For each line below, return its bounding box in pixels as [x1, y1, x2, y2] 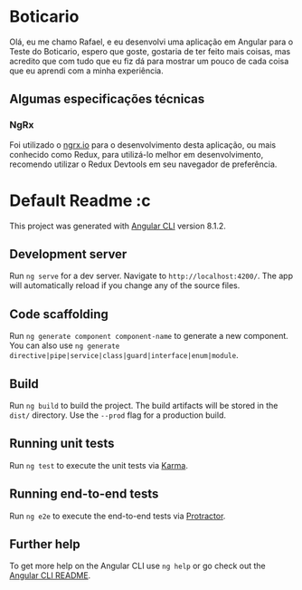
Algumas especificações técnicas [9, 92, 205, 107]
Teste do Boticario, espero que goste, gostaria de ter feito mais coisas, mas [9, 45, 291, 56]
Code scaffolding [9, 306, 109, 322]
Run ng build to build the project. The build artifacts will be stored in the [9, 401, 278, 411]
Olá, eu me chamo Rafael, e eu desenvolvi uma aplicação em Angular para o [9, 36, 294, 47]
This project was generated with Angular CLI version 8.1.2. [9, 220, 226, 231]
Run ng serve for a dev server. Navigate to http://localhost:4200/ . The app [9, 270, 294, 282]
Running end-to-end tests [9, 487, 159, 502]
